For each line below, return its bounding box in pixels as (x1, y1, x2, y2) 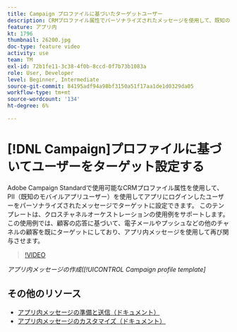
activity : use (7, 50, 49, 57)
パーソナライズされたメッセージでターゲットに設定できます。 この (19, 201, 212, 209)
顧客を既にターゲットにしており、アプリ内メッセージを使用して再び (25, 227, 223, 236)
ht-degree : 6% (7, 102, 49, 109)
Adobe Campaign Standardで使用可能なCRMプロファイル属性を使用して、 (7, 183, 224, 191)
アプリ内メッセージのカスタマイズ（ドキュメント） (17, 316, 166, 325)
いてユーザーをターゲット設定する (7, 159, 205, 175)
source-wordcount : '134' (7, 96, 80, 103)
